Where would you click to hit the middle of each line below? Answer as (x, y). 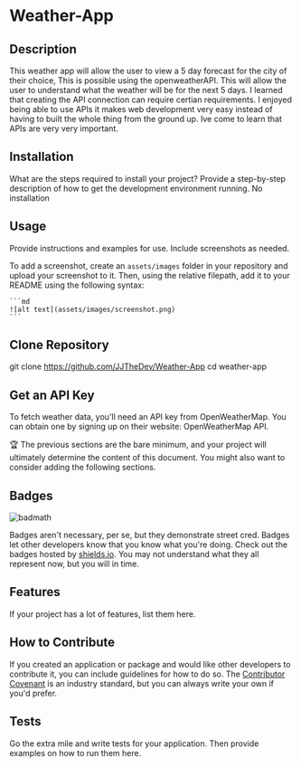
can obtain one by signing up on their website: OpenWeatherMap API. (139, 427)
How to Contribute (62, 643)
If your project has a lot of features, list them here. (103, 614)
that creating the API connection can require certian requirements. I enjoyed (150, 99)
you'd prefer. (33, 693)
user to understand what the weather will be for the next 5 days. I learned (146, 90)
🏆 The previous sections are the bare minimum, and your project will (138, 445)
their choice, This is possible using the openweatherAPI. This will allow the (148, 80)
